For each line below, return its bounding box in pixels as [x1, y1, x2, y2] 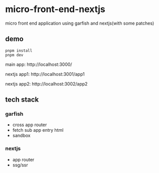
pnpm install [5, 48, 33, 53]
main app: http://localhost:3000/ [5, 61, 72, 67]
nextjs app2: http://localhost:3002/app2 [5, 80, 88, 86]
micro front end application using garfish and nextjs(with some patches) [5, 20, 154, 26]
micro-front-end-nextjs [5, 4, 105, 15]
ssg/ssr [12, 162, 29, 168]
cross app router [12, 122, 47, 128]
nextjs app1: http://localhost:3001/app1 [5, 71, 85, 77]
